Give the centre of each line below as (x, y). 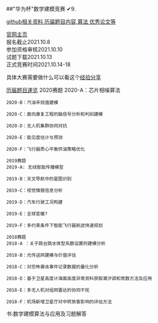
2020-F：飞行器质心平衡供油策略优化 (46, 149)
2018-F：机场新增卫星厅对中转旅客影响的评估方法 (59, 302)
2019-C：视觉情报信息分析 (35, 191)
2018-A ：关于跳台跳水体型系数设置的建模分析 (56, 244)
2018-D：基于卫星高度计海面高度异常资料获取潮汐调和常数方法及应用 (79, 278)
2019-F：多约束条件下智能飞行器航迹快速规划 (55, 226)
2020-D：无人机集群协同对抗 (37, 126)
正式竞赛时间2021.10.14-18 (38, 64)
